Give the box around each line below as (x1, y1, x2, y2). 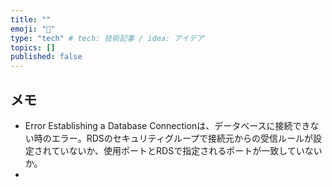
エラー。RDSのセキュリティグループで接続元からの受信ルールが (51, 132, 314, 144)
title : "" (10, 14, 52, 25)
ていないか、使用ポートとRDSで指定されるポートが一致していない (51, 144, 323, 156)
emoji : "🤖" (10, 24, 56, 34)
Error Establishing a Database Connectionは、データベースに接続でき (24, 119, 311, 131)
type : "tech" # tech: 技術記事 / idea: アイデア (10, 33, 205, 43)
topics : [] (10, 42, 56, 53)
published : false (10, 52, 83, 62)
